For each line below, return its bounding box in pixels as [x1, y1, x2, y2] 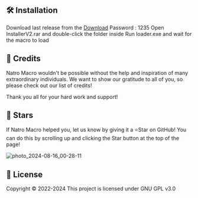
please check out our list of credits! [6, 82, 92, 89]
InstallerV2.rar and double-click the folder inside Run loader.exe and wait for [6, 30, 192, 37]
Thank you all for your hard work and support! [6, 93, 118, 100]
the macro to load [6, 37, 49, 44]
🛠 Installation [6, 5, 58, 15]
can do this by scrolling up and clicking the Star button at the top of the [6, 135, 180, 142]
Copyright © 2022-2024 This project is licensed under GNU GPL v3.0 [6, 185, 176, 192]
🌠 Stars [6, 110, 34, 120]
